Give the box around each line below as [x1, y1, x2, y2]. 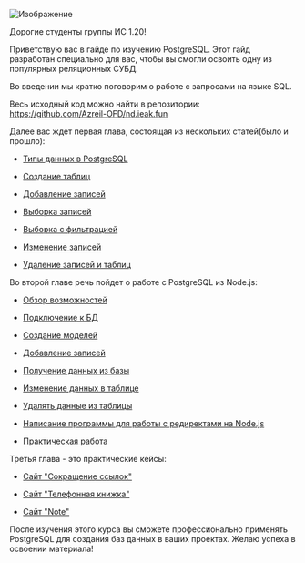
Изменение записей [22, 241, 102, 252]
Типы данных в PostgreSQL [22, 153, 128, 164]
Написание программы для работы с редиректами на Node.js [22, 418, 265, 428]
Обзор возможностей [22, 294, 107, 305]
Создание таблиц [22, 171, 91, 181]
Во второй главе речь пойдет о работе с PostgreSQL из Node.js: [9, 277, 258, 287]
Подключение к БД [22, 312, 98, 322]
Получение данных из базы [22, 365, 130, 375]
